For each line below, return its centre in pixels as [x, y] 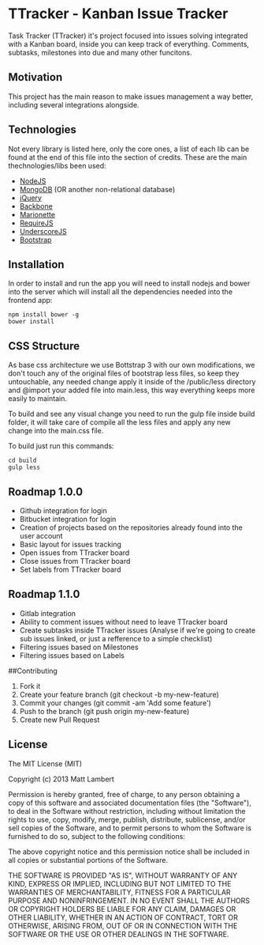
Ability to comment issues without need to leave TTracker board [123, 622]
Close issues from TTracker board [75, 561]
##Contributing [33, 671]
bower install [32, 322]
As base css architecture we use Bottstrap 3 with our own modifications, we [132, 365]
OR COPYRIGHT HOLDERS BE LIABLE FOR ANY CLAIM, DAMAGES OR [122, 909]
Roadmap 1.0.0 [46, 491]
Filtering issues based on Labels [72, 655]
